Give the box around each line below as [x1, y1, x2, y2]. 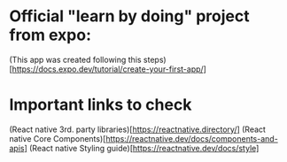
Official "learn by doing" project [9, 6, 250, 27]
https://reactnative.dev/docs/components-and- [105, 133, 279, 143]
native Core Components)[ [9, 133, 106, 143]
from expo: [9, 25, 91, 45]
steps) [143, 54, 167, 65]
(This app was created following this [9, 54, 142, 65]
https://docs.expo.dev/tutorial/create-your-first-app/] [12, 64, 206, 74]
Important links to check [9, 95, 192, 115]
